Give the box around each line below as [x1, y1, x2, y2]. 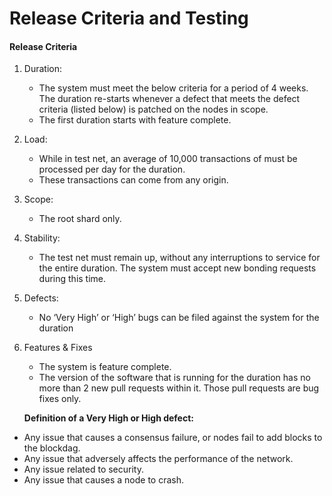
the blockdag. [23, 442, 81, 454]
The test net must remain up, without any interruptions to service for [38, 252, 321, 264]
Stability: [23, 232, 61, 244]
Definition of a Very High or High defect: [23, 412, 194, 424]
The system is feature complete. [38, 361, 172, 373]
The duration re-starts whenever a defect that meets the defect [38, 93, 301, 105]
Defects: [23, 292, 59, 304]
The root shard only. [38, 213, 122, 225]
